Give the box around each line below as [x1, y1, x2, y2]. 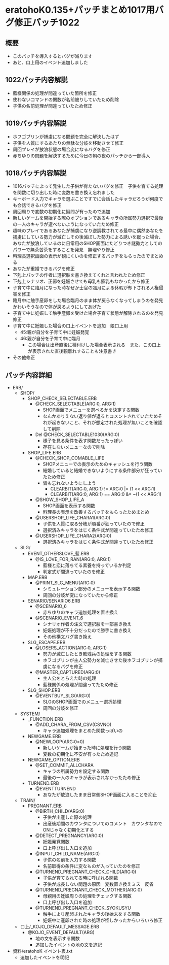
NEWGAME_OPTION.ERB [27, 757, 80, 763]
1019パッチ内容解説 [5, 119, 67, 128]
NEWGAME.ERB [27, 734, 61, 740]
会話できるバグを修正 [17, 202, 62, 208]
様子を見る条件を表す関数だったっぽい [43, 438, 123, 444]
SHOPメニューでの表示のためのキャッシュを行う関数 [43, 461, 153, 467]
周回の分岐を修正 [43, 705, 78, 711]
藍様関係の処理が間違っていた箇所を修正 [12, 90, 97, 96]
